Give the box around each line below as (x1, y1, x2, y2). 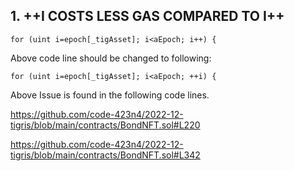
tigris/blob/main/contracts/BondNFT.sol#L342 (10, 149, 201, 161)
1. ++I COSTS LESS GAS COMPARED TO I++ (10, 8, 285, 25)
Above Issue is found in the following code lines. (10, 89, 210, 101)
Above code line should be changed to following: (10, 52, 212, 64)
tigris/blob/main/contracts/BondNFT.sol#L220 (10, 119, 201, 131)
